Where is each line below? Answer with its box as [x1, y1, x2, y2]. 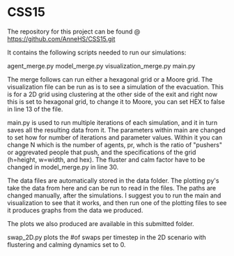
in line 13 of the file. [7, 105, 63, 113]
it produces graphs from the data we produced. [7, 206, 143, 214]
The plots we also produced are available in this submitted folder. [7, 219, 194, 227]
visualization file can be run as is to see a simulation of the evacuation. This [7, 82, 224, 91]
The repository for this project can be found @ [7, 27, 141, 36]
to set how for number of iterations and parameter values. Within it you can [7, 133, 223, 142]
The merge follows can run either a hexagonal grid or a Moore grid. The [7, 75, 213, 84]
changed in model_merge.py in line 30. [7, 163, 119, 171]
